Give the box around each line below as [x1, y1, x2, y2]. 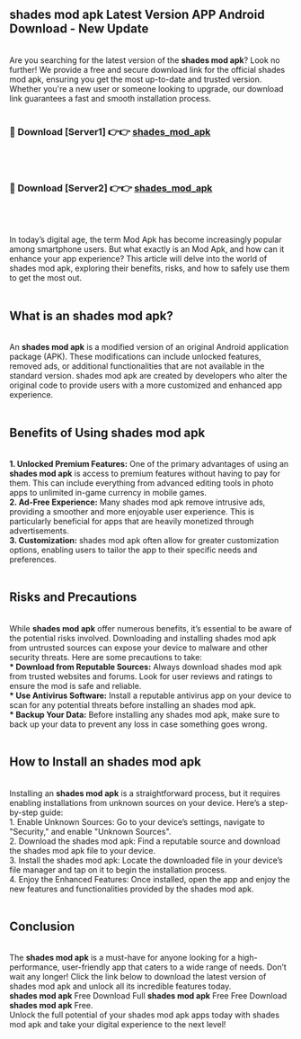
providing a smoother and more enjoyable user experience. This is [9, 506, 254, 517]
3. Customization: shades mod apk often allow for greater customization [9, 535, 279, 546]
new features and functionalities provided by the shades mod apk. [9, 883, 254, 894]
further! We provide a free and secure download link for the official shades [9, 64, 286, 75]
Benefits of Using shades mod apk [9, 425, 206, 440]
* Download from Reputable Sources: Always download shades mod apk [9, 661, 283, 672]
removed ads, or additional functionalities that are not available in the [9, 361, 265, 372]
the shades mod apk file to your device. [9, 845, 155, 855]
